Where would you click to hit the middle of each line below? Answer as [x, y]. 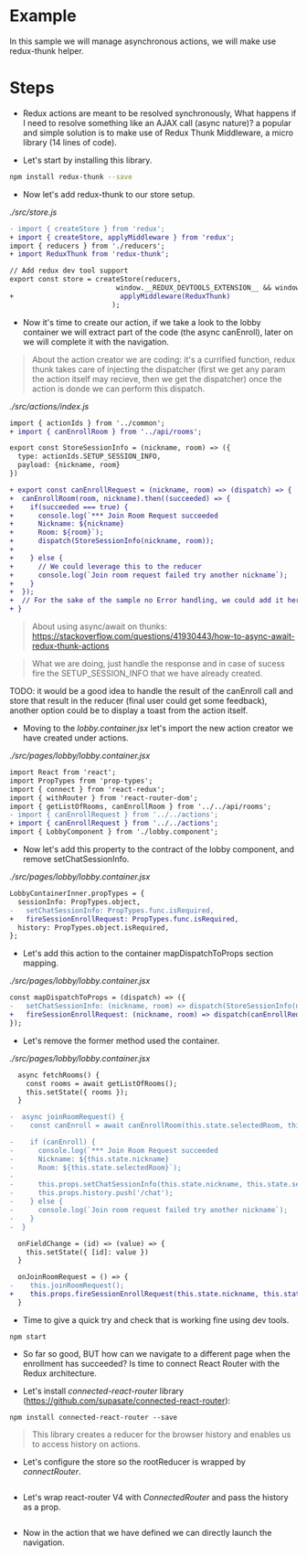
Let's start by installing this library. [87, 160]
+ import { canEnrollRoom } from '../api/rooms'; [106, 432]
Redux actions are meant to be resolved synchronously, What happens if [159, 113]
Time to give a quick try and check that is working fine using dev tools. [156, 1320]
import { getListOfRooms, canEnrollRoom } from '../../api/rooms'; [141, 806]
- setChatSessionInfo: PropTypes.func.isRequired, [112, 911]
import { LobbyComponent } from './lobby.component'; [114, 832]
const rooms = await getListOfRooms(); [102, 1083]
